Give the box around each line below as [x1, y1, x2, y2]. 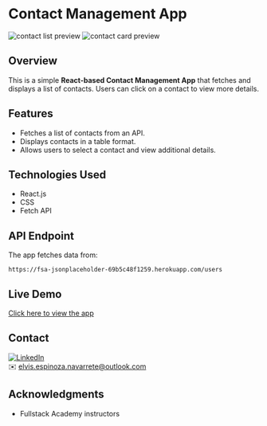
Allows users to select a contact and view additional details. [19, 145, 217, 154]
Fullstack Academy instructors [19, 408, 120, 418]
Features [8, 107, 53, 120]
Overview [8, 54, 58, 68]
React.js [19, 189, 47, 199]
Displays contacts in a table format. [19, 136, 136, 146]
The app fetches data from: [8, 250, 98, 260]
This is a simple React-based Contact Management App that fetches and [8, 75, 251, 84]
